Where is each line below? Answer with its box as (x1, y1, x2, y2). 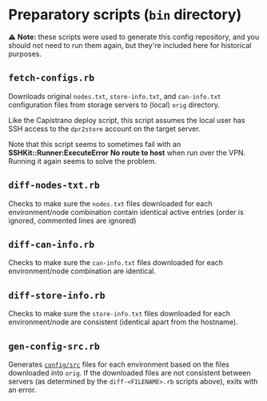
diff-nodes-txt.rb (8, 180, 100, 191)
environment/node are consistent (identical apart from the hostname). (8, 317, 238, 327)
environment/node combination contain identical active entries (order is (8, 207, 244, 216)
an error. (8, 385, 37, 395)
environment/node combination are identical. (8, 266, 156, 276)
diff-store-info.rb (8, 289, 106, 301)
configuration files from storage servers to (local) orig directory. (8, 100, 220, 109)
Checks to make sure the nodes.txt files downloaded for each (8, 198, 213, 208)
